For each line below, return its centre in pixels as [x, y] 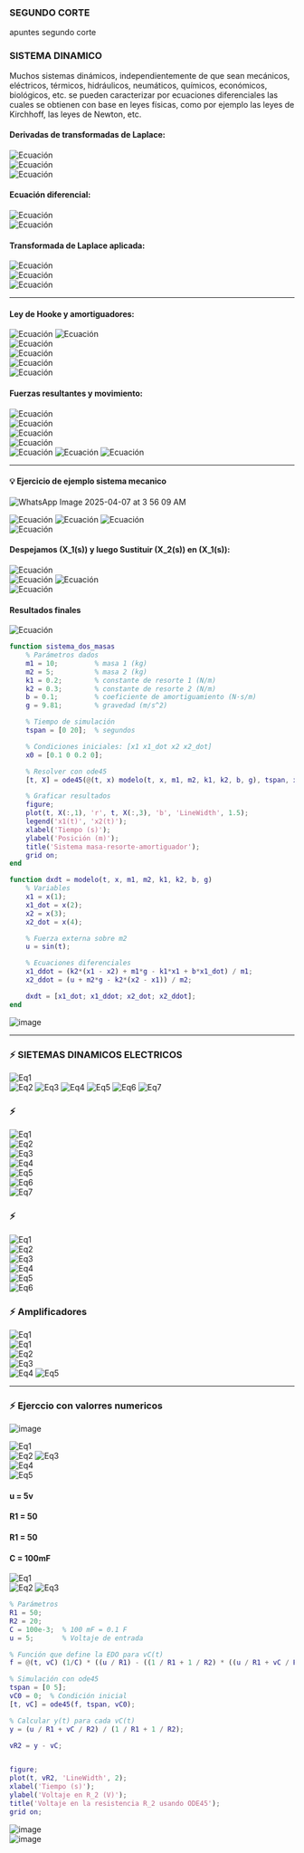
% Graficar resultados [68, 796]
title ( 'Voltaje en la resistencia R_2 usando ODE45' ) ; [115, 1803]
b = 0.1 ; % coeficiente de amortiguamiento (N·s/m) [141, 697]
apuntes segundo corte [53, 33]
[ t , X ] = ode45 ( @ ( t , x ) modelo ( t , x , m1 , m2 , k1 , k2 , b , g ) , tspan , [157, 780]
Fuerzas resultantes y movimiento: [76, 393]
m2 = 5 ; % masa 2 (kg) [86, 672]
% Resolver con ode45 [66, 772]
